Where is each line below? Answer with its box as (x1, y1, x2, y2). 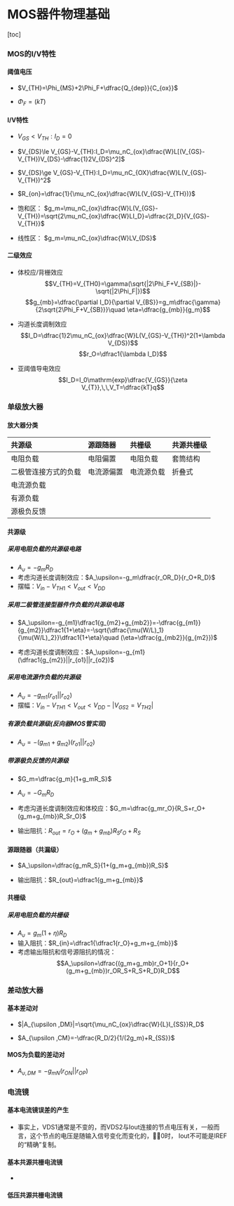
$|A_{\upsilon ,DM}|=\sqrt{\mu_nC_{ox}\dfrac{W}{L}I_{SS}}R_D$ (17, 1020, 205, 1028)
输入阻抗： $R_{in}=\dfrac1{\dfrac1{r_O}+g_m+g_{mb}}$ (17, 938, 178, 947)
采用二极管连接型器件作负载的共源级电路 (7, 600, 124, 608)
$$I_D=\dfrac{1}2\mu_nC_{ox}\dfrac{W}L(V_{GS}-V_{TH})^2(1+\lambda (20, 332, 226, 340)
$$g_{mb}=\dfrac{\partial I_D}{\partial (25, 298, 135, 306)
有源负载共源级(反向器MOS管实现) (7, 719, 106, 728)
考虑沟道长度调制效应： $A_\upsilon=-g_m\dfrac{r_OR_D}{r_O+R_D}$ (17, 573, 216, 582)
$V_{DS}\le (17, 147, 50, 155)
